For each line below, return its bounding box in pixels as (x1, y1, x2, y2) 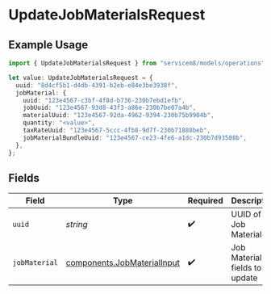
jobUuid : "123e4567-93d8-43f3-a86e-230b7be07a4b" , (23, 103, 197, 112)
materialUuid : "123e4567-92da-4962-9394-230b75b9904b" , (23, 111, 215, 120)
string (65, 219, 89, 230)
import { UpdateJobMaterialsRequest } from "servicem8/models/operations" (8, 59, 265, 67)
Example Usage (8, 38, 89, 52)
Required (187, 195, 223, 207)
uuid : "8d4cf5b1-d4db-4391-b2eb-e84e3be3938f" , (15, 81, 179, 90)
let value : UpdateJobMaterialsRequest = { (8, 73, 153, 82)
